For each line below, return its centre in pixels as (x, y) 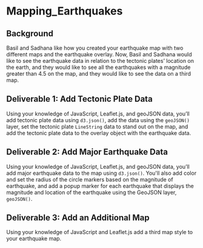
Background (30, 34)
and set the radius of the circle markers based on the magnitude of (90, 179)
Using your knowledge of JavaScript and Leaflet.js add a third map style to (99, 232)
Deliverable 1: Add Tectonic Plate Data (79, 99)
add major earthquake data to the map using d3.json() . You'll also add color (101, 173)
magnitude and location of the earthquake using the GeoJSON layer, (92, 192)
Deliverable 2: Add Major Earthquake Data (87, 152)
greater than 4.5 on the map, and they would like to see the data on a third (99, 73)
